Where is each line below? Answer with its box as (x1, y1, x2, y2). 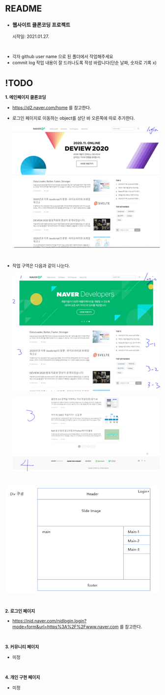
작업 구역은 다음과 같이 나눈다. (12, 263, 70, 269)
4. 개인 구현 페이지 (5, 674, 40, 680)
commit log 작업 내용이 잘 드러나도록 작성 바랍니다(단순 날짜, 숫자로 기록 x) (12, 60, 157, 66)
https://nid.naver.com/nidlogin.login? (12, 618, 87, 624)
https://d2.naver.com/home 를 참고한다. (12, 104, 91, 111)
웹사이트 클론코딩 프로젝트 (12, 22, 71, 29)
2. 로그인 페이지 (5, 608, 35, 614)
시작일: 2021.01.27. (12, 34, 49, 39)
